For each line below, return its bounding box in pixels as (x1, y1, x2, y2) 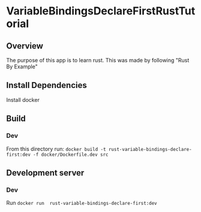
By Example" (6, 63, 38, 70)
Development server (6, 168, 85, 178)
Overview (6, 41, 44, 51)
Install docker (6, 96, 40, 103)
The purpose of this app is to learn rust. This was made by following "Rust (6, 57, 190, 63)
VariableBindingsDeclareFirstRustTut (6, 4, 196, 18)
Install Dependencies (6, 80, 87, 90)
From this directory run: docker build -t (6, 145, 106, 152)
